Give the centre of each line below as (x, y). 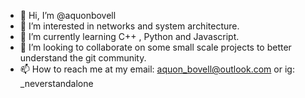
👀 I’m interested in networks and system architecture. (129, 26)
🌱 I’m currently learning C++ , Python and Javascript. (129, 36)
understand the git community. (83, 58)
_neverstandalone (56, 83)
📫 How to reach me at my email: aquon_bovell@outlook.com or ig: (157, 69)
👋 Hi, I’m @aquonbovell (68, 15)
